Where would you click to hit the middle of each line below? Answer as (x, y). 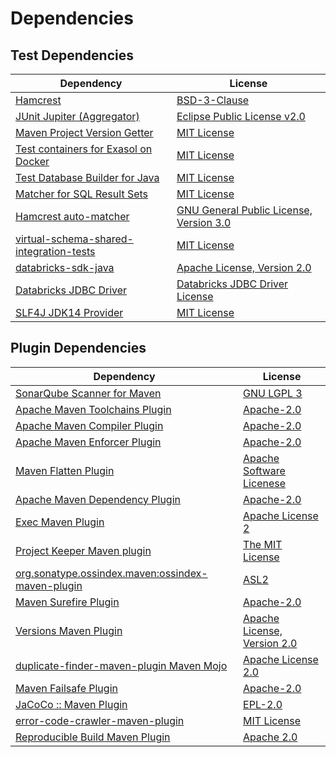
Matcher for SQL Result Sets (82, 194)
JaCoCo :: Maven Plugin (71, 704)
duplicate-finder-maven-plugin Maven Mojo (121, 665)
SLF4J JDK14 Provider (69, 312)
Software (264, 470)
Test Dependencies (72, 55)
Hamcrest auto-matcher (72, 216)
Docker (32, 161)
